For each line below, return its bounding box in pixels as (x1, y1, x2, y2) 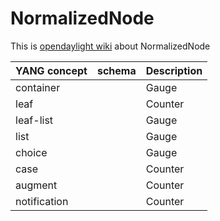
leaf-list (15, 113, 54, 127)
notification (15, 194, 69, 208)
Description (145, 63, 203, 77)
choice (15, 145, 48, 159)
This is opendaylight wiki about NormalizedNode (10, 40, 211, 52)
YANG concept (15, 63, 88, 77)
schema (96, 63, 137, 77)
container (15, 80, 61, 94)
